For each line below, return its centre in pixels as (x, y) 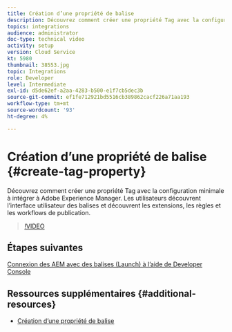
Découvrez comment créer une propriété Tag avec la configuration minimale (116, 190)
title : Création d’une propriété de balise (71, 13)
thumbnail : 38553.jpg (38, 65)
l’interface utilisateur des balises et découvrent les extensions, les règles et (114, 205)
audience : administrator (43, 33)
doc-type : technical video (46, 39)
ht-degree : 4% (28, 116)
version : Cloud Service (41, 53)
